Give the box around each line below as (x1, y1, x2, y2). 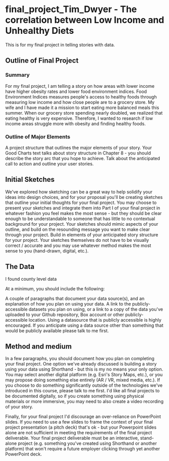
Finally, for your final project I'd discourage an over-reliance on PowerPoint (5, 414, 161, 420)
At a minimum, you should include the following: (5, 285, 105, 291)
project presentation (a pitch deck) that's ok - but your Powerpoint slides (5, 424, 157, 430)
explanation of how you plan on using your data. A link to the (5, 300, 131, 306)
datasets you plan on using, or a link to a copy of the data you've (28, 306, 163, 312)
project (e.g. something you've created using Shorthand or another (18, 440, 157, 446)
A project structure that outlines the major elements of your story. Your (5, 144, 152, 150)
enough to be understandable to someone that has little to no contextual (5, 216, 155, 222)
